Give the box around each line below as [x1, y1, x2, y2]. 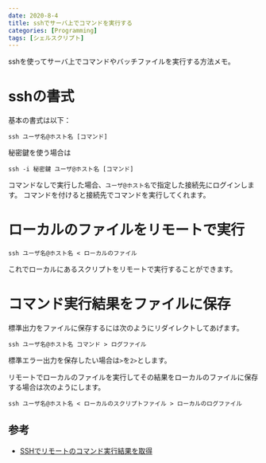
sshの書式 [8, 88, 75, 106]
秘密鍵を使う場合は [8, 148, 71, 158]
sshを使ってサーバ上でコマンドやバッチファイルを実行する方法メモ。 [8, 57, 236, 66]
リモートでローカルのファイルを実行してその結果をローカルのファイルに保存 [8, 372, 259, 383]
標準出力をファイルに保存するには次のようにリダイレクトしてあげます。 [8, 324, 244, 333]
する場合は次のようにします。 [8, 383, 106, 392]
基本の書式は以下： [8, 116, 71, 125]
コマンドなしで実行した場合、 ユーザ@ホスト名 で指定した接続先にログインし [8, 180, 248, 190]
